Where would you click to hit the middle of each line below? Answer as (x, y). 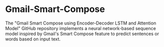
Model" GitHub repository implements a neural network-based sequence (80, 28)
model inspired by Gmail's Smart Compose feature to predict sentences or (82, 33)
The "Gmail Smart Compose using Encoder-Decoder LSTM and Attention (81, 23)
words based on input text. (33, 39)
